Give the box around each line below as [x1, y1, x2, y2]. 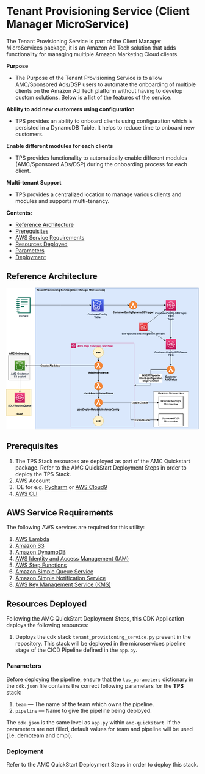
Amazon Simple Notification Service [15, 575, 106, 582]
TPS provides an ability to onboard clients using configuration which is [15, 117, 193, 125]
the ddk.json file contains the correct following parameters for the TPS [6, 682, 184, 689]
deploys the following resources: [6, 622, 88, 629]
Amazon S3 [15, 542, 45, 550]
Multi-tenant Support [6, 179, 62, 186]
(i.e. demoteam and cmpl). [6, 732, 73, 739]
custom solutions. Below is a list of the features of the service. [15, 94, 172, 101]
